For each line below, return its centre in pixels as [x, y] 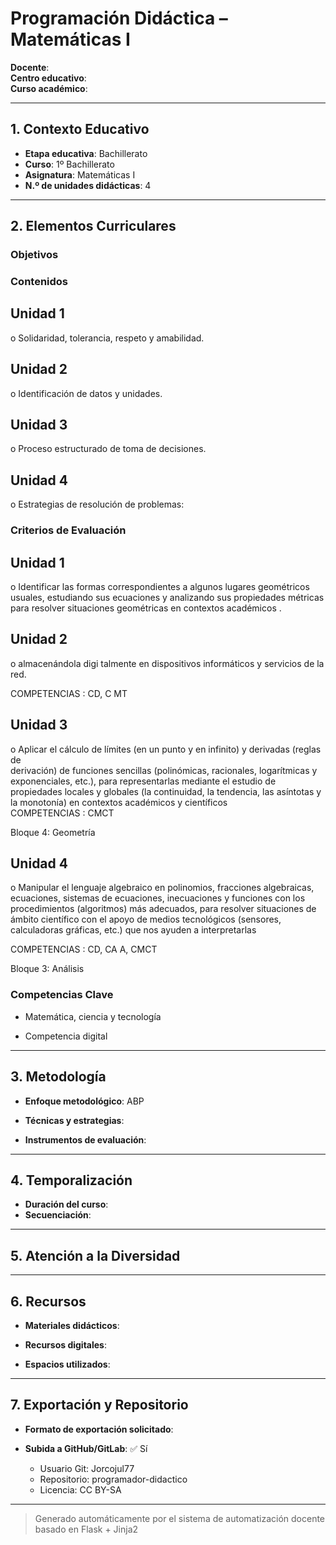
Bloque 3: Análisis [47, 969]
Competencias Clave [62, 995]
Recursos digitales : [66, 1344]
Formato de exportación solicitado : [99, 1429]
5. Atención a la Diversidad [95, 1255]
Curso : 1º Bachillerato [69, 164]
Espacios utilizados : [67, 1364]
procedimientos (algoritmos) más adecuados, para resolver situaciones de [163, 909]
